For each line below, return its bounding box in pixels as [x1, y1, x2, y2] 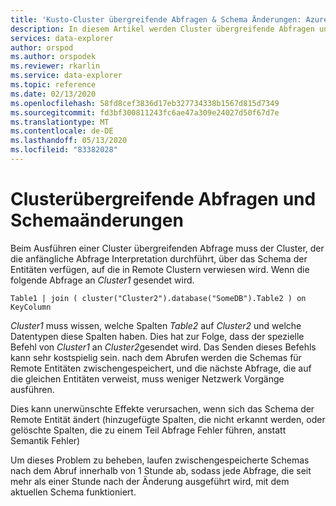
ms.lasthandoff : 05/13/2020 [10, 136, 128, 146]
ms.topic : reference [10, 80, 97, 90]
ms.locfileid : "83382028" [10, 145, 118, 155]
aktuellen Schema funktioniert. [10, 486, 137, 498]
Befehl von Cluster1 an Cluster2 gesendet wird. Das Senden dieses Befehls [10, 341, 317, 353]
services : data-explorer [10, 33, 114, 43]
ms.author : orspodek [10, 52, 97, 62]
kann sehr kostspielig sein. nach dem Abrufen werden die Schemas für [10, 351, 302, 363]
